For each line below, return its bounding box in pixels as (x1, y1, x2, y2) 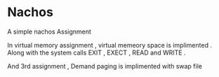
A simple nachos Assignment (7, 27, 91, 36)
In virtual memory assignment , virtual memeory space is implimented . (7, 41, 213, 49)
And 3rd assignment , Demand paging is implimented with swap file (7, 62, 202, 70)
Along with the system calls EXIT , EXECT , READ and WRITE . (7, 48, 186, 57)
